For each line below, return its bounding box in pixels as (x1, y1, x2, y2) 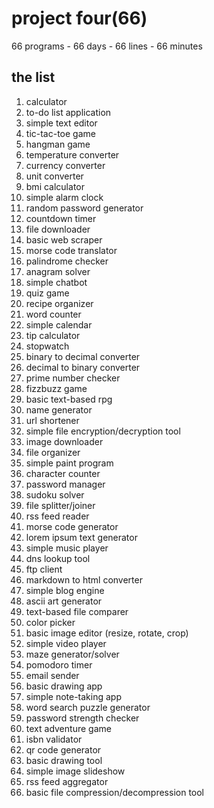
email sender (25, 669, 80, 681)
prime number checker (25, 372, 121, 384)
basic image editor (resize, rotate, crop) (25, 627, 189, 639)
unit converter (25, 170, 84, 182)
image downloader (25, 435, 104, 447)
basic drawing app (25, 680, 103, 692)
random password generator (25, 202, 144, 214)
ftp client (25, 563, 63, 575)
